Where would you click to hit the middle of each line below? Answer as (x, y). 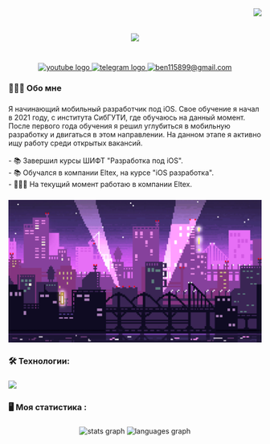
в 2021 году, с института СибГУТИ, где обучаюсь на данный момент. (127, 117)
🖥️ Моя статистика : (47, 407)
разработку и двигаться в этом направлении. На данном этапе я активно (135, 134)
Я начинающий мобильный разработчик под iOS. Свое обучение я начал (134, 108)
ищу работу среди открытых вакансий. (76, 143)
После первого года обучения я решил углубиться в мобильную (119, 126)
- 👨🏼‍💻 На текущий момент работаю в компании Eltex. (100, 184)
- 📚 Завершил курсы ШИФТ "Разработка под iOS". (96, 161)
